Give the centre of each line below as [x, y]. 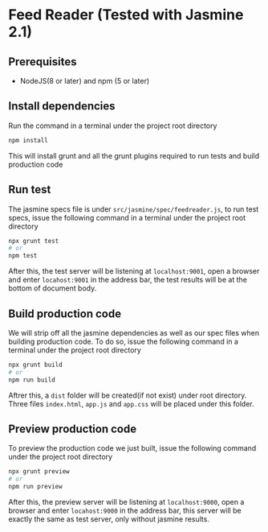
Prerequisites [43, 62]
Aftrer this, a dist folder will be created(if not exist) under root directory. [128, 395]
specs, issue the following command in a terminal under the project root [127, 217]
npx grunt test [34, 241]
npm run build [32, 380]
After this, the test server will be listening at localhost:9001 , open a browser [134, 271]
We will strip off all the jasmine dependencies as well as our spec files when [134, 332]
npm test [23, 256]
